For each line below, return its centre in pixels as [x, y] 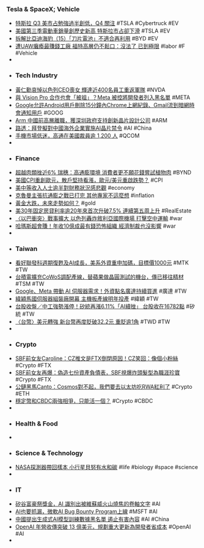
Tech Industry [36, 75]
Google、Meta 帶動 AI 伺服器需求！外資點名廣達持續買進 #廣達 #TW [101, 291]
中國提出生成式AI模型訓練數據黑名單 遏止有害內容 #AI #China [92, 519]
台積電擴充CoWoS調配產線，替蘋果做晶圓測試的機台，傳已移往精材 [100, 277]
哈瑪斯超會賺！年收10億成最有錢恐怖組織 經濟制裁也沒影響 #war [95, 226]
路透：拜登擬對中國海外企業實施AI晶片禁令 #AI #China [83, 128]
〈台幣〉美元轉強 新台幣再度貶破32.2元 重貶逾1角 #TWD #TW [93, 322]
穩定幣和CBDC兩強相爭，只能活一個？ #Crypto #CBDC [84, 401]
